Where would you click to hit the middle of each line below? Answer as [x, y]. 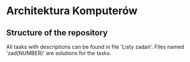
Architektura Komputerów [72, 11]
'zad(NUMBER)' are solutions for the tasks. [59, 53]
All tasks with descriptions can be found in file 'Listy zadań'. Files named [95, 47]
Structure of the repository [57, 33]
